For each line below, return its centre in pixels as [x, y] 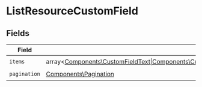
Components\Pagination [80, 74]
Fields [18, 33]
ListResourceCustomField [72, 11]
